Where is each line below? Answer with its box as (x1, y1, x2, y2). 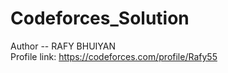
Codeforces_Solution (10, 7, 190, 30)
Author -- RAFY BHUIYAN (10, 40, 117, 52)
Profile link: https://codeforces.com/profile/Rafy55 (10, 50, 218, 62)
